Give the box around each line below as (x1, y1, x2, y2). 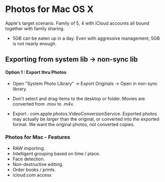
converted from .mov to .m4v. (12, 101, 74, 107)
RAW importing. (12, 145, 45, 151)
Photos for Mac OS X (5, 4, 94, 15)
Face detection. (12, 156, 45, 162)
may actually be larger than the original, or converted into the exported (12, 116, 159, 122)
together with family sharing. (5, 25, 65, 31)
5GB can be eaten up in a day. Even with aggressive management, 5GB (12, 35, 160, 41)
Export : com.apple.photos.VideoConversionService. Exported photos (12, 111, 157, 117)
